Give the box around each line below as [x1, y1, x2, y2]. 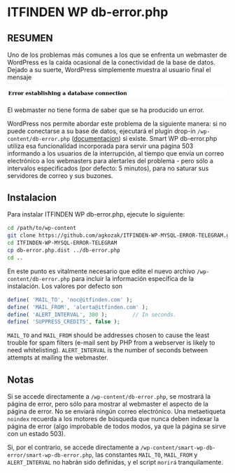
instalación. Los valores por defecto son [7, 282, 123, 290]
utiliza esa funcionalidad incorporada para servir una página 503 [7, 142, 194, 150]
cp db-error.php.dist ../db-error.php [7, 247, 120, 254]
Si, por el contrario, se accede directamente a [7, 443, 139, 452]
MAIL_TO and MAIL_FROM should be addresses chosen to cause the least [7, 331, 210, 340]
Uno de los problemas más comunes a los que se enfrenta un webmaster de [7, 50, 227, 59]
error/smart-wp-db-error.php [7, 452, 92, 459]
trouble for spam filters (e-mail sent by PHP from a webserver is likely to [7, 338, 215, 347]
